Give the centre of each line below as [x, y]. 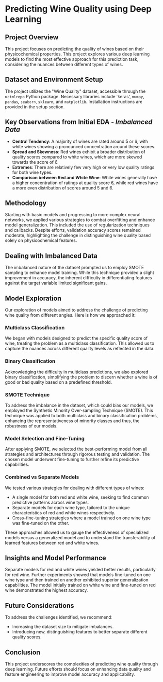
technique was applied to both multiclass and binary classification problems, [81, 415]
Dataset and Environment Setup [54, 79]
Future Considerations [40, 605]
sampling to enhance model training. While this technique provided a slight [80, 273]
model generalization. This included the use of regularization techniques [77, 225]
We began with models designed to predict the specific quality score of [76, 338]
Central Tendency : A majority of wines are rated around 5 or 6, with [80, 141]
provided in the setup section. [35, 107]
